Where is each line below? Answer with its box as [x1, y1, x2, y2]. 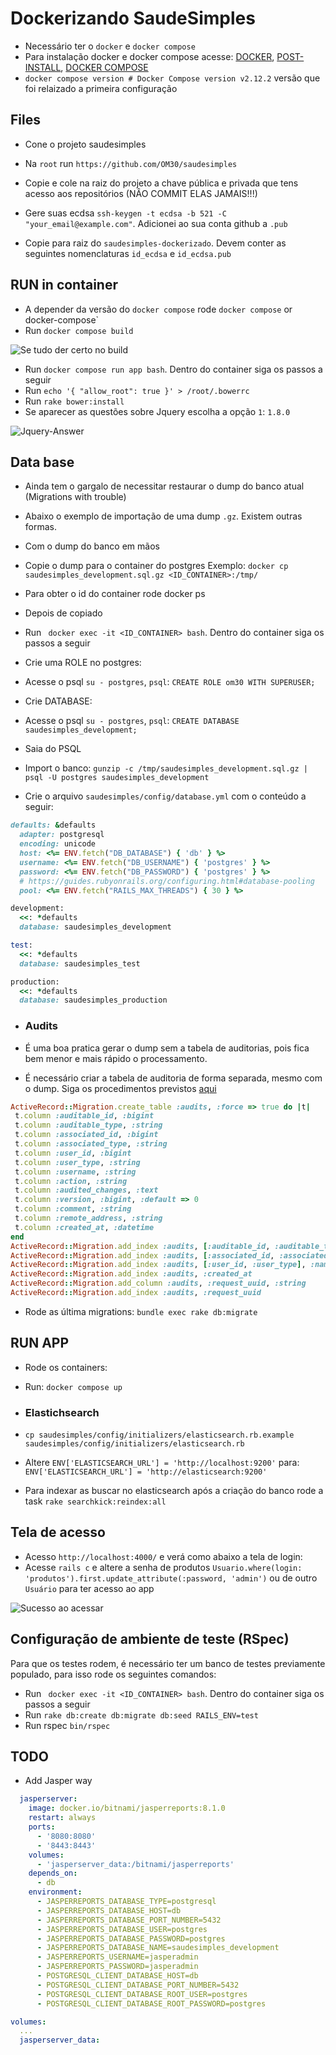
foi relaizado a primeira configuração [24, 82, 178, 94]
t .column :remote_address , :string [14, 1213, 163, 1224]
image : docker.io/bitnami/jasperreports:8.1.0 [28, 1803, 226, 1814]
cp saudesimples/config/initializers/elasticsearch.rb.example [24, 1430, 295, 1441]
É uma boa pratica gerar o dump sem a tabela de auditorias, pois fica [24, 1042, 310, 1054]
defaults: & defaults [10, 820, 97, 831]
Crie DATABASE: [24, 695, 93, 707]
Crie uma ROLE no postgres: [24, 657, 142, 669]
